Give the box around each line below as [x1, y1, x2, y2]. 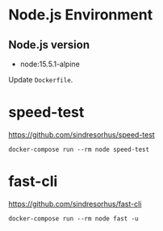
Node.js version [8, 38, 90, 52]
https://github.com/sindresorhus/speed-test [8, 129, 155, 139]
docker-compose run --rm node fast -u [8, 214, 139, 223]
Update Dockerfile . [8, 75, 73, 84]
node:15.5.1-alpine [19, 59, 81, 69]
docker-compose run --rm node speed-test [8, 145, 150, 153]
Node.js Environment [8, 6, 153, 24]
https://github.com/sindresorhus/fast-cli [8, 199, 142, 208]
